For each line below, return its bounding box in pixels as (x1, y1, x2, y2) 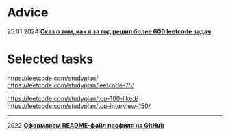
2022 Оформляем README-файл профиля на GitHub (7, 121, 165, 129)
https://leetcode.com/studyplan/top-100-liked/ (7, 94, 139, 103)
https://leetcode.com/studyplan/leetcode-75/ (7, 81, 135, 90)
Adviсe (7, 5, 49, 21)
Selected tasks (7, 51, 94, 67)
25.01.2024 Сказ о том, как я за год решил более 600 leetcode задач (7, 27, 212, 36)
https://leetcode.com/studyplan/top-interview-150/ (7, 101, 151, 110)
